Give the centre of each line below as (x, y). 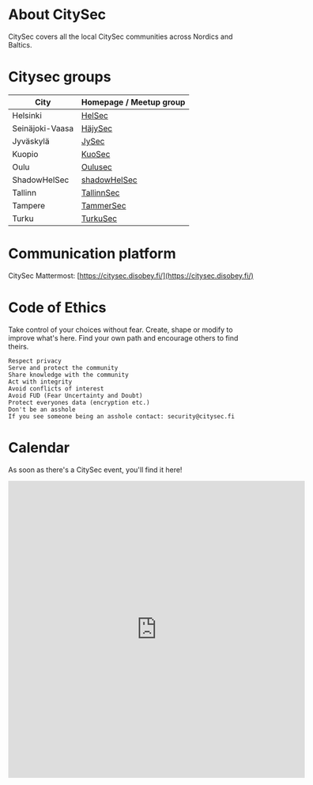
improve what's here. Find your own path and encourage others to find (123, 337)
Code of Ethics (57, 307)
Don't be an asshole (42, 410)
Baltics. (21, 44)
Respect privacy (35, 361)
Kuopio (25, 154)
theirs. (19, 346)
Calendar (39, 447)
